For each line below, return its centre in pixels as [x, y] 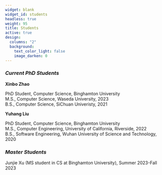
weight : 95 [16, 24]
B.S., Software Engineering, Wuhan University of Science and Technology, [81, 134]
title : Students [22, 28]
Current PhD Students [32, 73]
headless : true [21, 19]
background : [22, 47]
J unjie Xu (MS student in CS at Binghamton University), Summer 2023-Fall [81, 163]
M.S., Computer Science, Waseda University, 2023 [57, 99]
